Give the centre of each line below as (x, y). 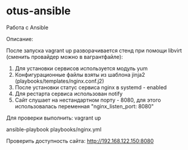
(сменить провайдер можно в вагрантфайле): (65, 57)
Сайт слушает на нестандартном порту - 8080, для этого (88, 100)
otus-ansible (38, 11)
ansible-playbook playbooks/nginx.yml (54, 129)
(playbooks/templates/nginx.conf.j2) (59, 81)
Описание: (20, 39)
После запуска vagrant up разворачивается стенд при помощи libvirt (94, 50)
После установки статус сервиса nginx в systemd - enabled (91, 87)
